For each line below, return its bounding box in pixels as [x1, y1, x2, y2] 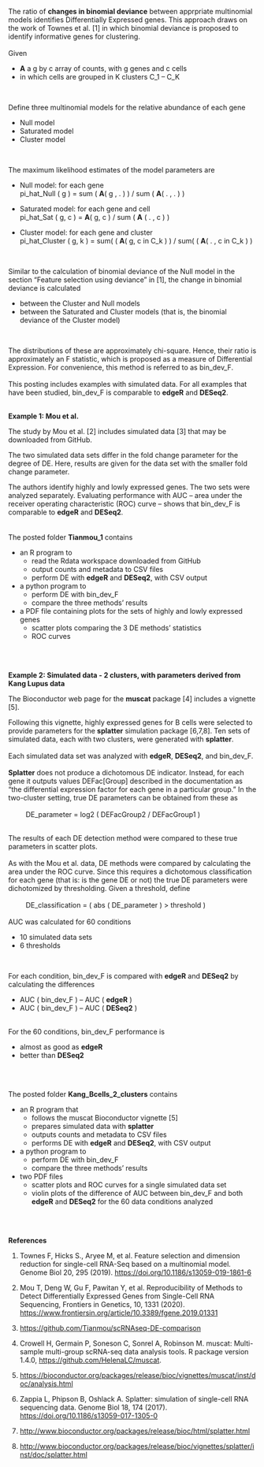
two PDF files [19, 1172, 63, 1181]
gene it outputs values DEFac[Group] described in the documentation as [8, 776, 243, 785]
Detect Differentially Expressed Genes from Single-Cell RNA [19, 1291, 215, 1301]
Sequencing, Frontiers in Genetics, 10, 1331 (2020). [19, 1300, 185, 1309]
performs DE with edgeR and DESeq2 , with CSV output [31, 1138, 211, 1147]
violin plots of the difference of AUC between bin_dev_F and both [31, 1189, 244, 1198]
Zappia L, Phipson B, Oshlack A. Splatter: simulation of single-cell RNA [19, 1395, 249, 1403]
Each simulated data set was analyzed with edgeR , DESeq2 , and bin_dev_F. [8, 752, 254, 760]
